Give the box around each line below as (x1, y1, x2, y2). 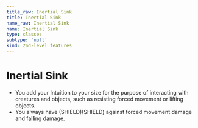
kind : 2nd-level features (6, 43, 72, 49)
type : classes (6, 32, 43, 38)
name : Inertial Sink (6, 25, 59, 32)
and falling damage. (15, 115, 65, 122)
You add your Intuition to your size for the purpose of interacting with (15, 89, 189, 96)
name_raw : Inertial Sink (6, 20, 69, 26)
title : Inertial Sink (6, 15, 62, 21)
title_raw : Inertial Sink (6, 8, 72, 15)
